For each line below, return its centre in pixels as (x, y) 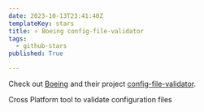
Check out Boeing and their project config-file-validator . (102, 84)
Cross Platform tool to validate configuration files (90, 99)
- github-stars (41, 46)
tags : (17, 39)
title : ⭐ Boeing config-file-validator (76, 31)
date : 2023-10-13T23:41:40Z (56, 16)
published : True (36, 54)
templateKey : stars (41, 24)
